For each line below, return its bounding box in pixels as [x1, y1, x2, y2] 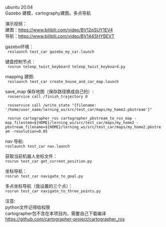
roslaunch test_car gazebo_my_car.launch [7, 49, 94, 54]
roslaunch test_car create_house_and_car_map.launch [7, 79, 119, 84]
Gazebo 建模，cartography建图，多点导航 [5, 10, 91, 16]
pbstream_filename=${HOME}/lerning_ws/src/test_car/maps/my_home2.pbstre [5, 124, 162, 129]
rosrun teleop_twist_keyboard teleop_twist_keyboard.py [7, 64, 126, 69]
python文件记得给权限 [5, 204, 50, 210]
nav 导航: [5, 138, 24, 144]
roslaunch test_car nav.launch [5, 144, 70, 149]
